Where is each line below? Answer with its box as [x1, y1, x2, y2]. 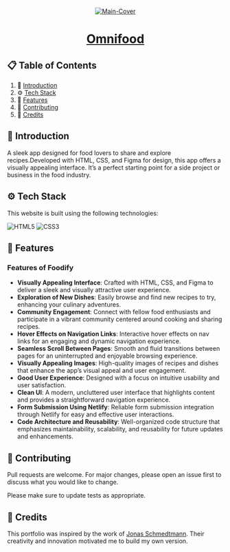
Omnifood [86, 31, 145, 47]
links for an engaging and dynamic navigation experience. [16, 337, 181, 345]
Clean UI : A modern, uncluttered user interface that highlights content [16, 389, 215, 397]
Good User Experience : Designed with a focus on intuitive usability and [16, 374, 220, 382]
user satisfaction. [16, 381, 67, 389]
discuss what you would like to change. [7, 478, 119, 487]
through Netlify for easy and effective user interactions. [16, 410, 174, 419]
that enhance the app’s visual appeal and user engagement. [16, 367, 187, 375]
